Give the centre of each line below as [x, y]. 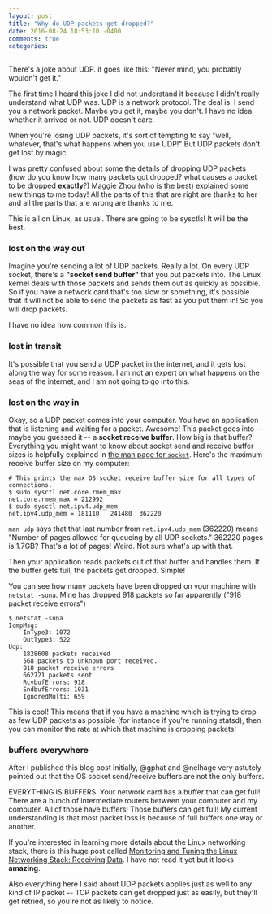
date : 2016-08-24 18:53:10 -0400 [65, 31]
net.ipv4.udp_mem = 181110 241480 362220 [85, 514]
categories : [28, 46]
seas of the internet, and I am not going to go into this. [99, 381]
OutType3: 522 [47, 640]
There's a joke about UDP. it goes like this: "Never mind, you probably [125, 69]
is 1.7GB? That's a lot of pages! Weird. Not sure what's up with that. [121, 546]
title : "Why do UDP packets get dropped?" [81, 24]
